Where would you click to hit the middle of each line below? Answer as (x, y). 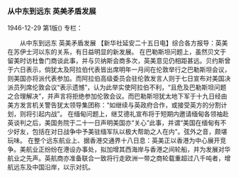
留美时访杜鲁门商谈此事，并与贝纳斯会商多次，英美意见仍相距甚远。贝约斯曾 (119, 61)
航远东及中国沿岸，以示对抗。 (51, 167)
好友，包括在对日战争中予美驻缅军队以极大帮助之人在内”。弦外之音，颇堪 (120, 132)
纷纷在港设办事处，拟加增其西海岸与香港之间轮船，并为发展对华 (137, 150)
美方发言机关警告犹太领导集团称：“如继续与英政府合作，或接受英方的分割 (114, 105)
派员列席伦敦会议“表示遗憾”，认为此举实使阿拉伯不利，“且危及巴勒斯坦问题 (117, 87)
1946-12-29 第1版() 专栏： (45, 28)
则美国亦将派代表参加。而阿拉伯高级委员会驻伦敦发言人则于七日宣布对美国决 (119, 79)
